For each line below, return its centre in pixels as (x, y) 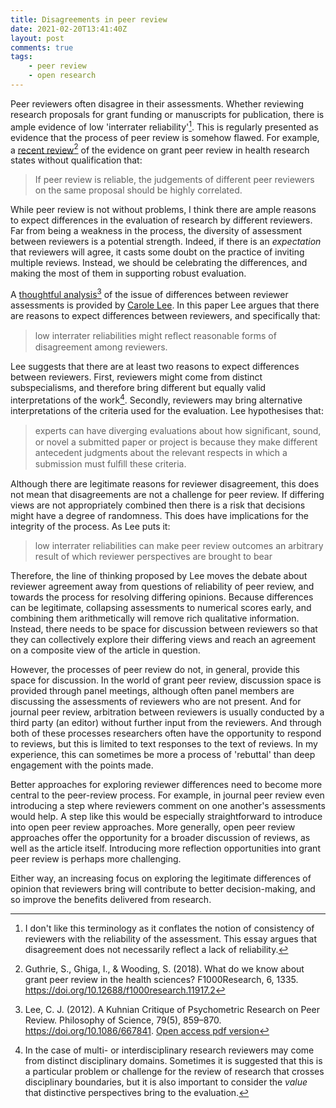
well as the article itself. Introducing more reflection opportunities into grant (165, 848)
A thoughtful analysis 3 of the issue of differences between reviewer (149, 293)
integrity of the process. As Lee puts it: (90, 526)
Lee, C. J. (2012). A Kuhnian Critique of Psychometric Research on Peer (172, 1009)
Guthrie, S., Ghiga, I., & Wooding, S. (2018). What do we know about (164, 968)
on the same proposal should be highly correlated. (138, 190)
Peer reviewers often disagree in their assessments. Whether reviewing (157, 103)
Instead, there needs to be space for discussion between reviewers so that (164, 628)
